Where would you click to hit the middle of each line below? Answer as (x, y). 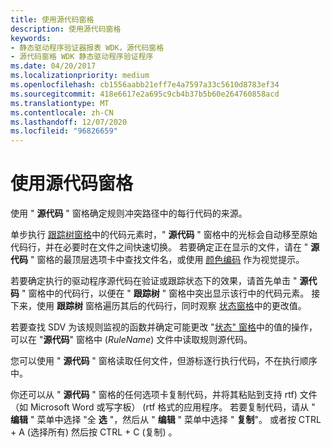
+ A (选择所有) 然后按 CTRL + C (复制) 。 (94, 432)
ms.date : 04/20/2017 (53, 66)
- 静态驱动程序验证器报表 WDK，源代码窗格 (87, 47)
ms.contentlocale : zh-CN (62, 112)
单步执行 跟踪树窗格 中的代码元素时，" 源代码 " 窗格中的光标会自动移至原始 (164, 235)
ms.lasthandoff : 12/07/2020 (69, 122)
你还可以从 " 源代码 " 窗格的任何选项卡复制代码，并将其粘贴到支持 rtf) (154, 395)
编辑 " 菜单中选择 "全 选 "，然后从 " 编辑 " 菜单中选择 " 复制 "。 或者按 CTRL (166, 420)
